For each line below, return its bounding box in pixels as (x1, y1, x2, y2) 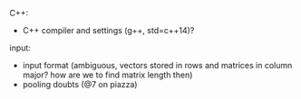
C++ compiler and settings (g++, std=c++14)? (22, 25, 195, 35)
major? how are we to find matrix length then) (22, 69, 193, 80)
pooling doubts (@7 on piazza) (22, 79, 138, 89)
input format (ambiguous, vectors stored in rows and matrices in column (22, 60, 293, 70)
